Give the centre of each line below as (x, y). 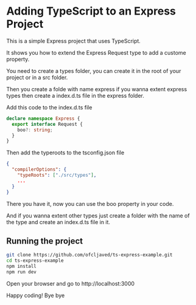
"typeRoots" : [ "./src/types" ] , (57, 175)
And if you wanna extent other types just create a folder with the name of (98, 215)
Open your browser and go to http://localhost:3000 (71, 283)
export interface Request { (47, 124)
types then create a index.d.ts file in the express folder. (75, 95)
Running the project (45, 241)
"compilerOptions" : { (39, 170)
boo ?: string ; (35, 130)
